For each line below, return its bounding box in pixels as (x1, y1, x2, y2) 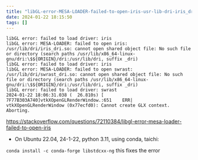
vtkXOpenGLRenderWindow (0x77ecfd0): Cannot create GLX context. (6, 102, 170, 109)
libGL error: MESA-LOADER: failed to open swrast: (6, 66, 133, 72)
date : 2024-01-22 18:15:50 (6, 14, 72, 20)
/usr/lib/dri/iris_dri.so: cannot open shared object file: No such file (6, 46, 192, 52)
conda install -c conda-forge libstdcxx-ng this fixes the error (6, 147, 160, 154)
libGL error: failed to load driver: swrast (6, 87, 117, 93)
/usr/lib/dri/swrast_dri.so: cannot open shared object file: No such (6, 72, 183, 78)
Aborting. (6, 108, 31, 114)
